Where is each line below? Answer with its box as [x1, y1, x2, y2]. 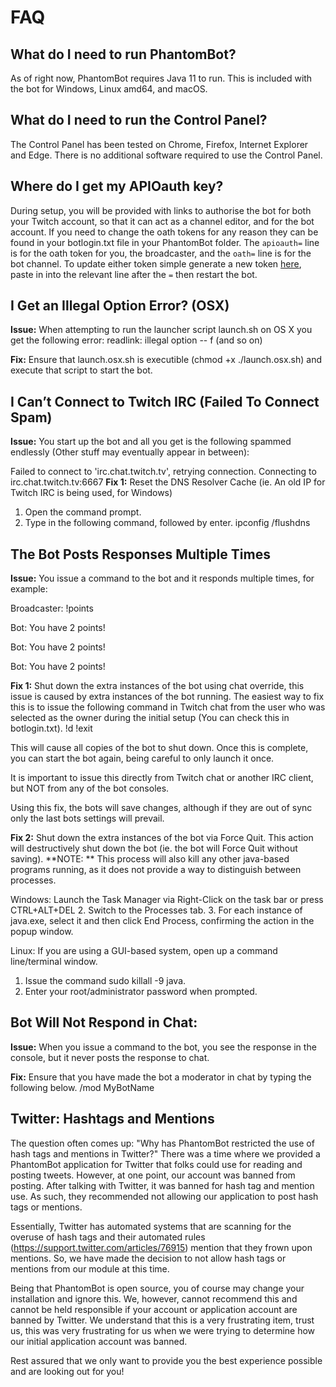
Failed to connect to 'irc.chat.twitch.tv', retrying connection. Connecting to [10, 466, 317, 478]
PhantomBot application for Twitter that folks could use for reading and [10, 1158, 303, 1170]
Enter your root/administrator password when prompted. [24, 986, 258, 998]
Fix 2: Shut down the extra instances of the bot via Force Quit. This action [10, 832, 314, 844]
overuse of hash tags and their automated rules [10, 1231, 206, 1243]
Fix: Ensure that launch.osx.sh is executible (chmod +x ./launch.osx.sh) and [10, 354, 323, 366]
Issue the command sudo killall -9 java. [24, 975, 187, 987]
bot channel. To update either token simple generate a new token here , [10, 257, 302, 270]
